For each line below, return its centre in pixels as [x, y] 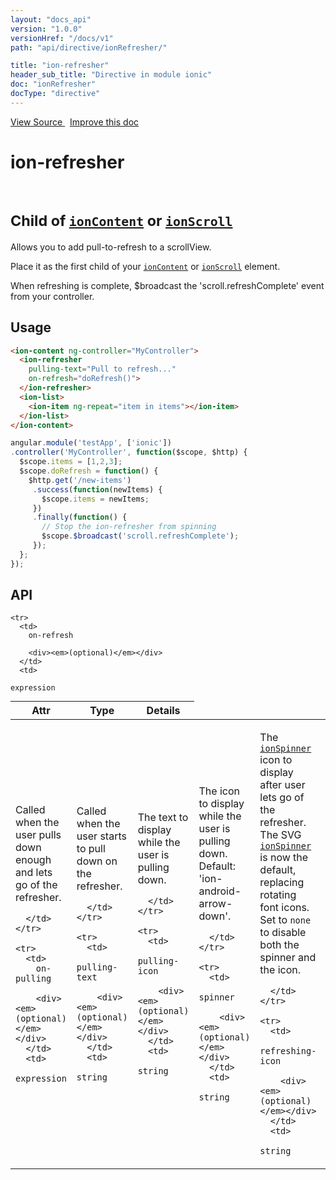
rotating [278, 895]
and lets [34, 873]
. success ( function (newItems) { [97, 489]
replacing [282, 883]
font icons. [284, 908]
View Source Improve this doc [75, 122]
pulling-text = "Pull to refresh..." [102, 369]
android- [220, 891]
